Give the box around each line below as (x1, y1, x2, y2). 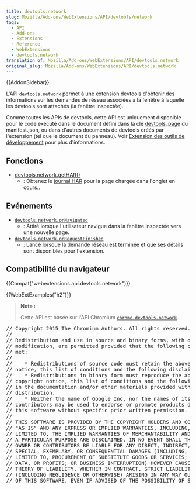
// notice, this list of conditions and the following (6, 366, 166, 373)
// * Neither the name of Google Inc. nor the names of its (6, 395, 191, 402)
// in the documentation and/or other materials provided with (6, 384, 191, 390)
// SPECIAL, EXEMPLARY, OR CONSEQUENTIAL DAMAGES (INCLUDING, (6, 448, 188, 454)
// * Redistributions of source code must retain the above (6, 360, 191, 367)
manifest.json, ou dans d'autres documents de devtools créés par (6, 126, 164, 133)
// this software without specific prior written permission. (6, 407, 188, 414)
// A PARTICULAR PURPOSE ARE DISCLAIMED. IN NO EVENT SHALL (6, 436, 182, 443)
